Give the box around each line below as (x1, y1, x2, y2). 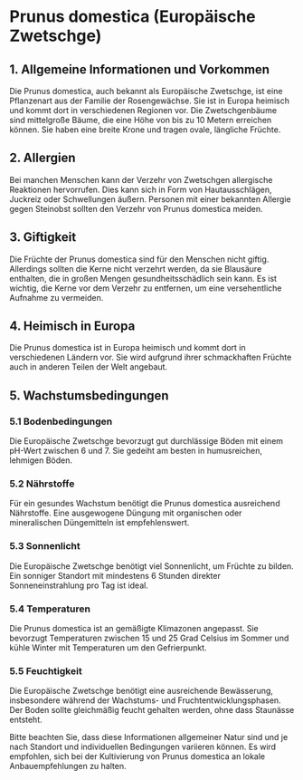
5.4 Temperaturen (9, 602, 90, 615)
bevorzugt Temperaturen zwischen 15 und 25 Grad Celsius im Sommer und (9, 632, 289, 644)
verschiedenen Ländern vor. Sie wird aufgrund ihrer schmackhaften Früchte (9, 351, 292, 363)
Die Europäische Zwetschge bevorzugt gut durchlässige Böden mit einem (9, 436, 283, 447)
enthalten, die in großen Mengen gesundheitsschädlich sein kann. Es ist (9, 273, 278, 284)
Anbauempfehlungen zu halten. (9, 761, 127, 772)
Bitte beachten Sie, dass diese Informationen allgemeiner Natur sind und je (9, 732, 289, 743)
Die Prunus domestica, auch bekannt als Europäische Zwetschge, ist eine (9, 86, 283, 96)
